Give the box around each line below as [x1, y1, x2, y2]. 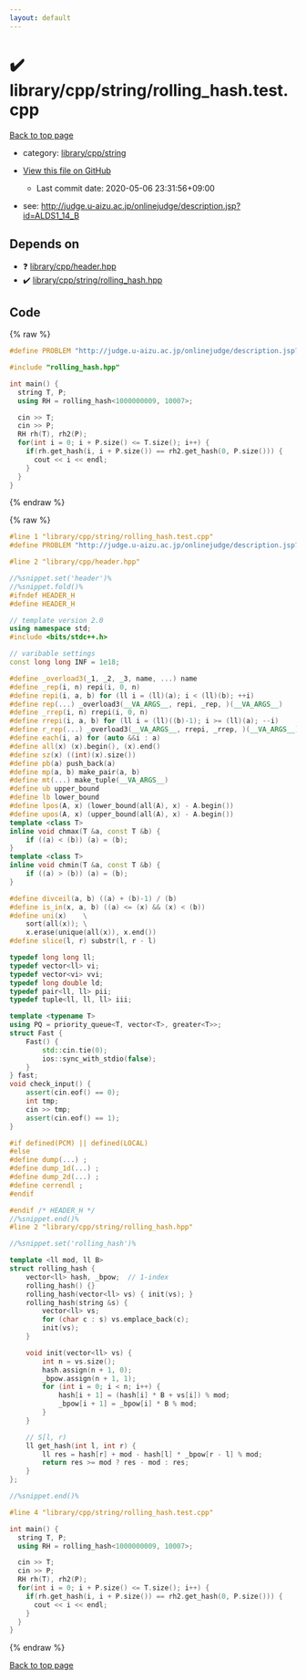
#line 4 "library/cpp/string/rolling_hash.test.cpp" [9, 1508, 214, 1517]
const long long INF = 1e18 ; [9, 658, 120, 667]
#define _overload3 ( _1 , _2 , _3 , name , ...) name [9, 674, 198, 683]
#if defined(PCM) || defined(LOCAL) [9, 1138, 148, 1147]
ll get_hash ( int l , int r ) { [25, 1441, 137, 1450]
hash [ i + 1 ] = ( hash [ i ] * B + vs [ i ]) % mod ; [57, 1391, 230, 1400]
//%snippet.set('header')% [9, 574, 112, 584]
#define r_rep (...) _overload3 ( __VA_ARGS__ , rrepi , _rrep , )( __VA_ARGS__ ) [9, 725, 300, 734]
